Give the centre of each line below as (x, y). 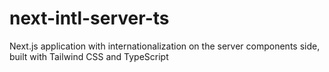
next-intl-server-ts (89, 18)
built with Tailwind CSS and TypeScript (89, 56)
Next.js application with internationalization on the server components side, (165, 46)
